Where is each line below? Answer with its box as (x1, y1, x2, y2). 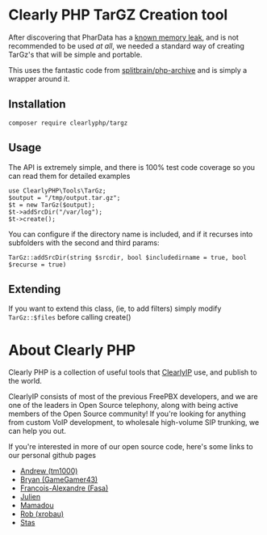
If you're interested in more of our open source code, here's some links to (8, 442, 253, 452)
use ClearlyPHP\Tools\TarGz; (8, 186, 106, 195)
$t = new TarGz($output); (8, 201, 95, 209)
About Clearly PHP (8, 341, 136, 359)
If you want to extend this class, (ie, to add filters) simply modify (8, 304, 222, 313)
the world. (8, 376, 43, 386)
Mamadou (19, 500, 54, 511)
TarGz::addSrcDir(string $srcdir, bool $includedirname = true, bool (8, 253, 248, 261)
